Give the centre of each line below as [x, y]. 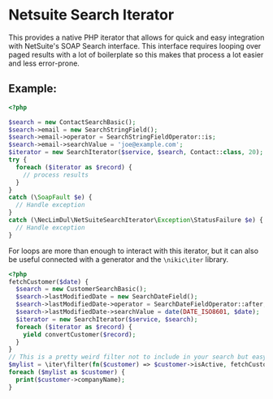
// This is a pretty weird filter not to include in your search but [129, 357]
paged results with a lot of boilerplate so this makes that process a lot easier [136, 54]
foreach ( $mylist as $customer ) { [67, 372]
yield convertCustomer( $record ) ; [80, 334]
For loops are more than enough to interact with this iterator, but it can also [133, 251]
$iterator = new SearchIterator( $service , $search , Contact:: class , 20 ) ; [136, 152]
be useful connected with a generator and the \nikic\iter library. [119, 259]
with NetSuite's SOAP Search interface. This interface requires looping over [135, 45]
